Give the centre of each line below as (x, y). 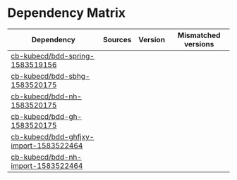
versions (199, 44)
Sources (117, 39)
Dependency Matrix (66, 13)
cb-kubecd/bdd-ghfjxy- (53, 136)
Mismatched (199, 35)
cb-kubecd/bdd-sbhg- (50, 76)
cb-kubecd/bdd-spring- (53, 56)
